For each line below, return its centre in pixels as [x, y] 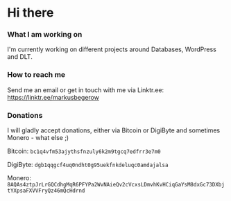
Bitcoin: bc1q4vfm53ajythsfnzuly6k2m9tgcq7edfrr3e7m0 [84, 151]
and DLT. [20, 57]
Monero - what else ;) [38, 138]
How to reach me [36, 75]
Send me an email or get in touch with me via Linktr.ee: [86, 90]
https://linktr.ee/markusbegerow [53, 97]
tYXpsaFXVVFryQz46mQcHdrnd [46, 191]
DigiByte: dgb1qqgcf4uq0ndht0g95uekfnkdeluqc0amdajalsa [88, 165]
